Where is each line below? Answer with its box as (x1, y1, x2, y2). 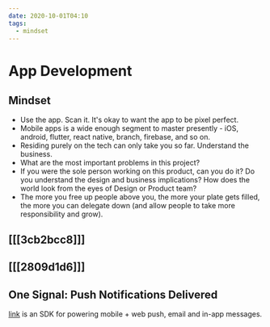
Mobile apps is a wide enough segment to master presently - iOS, (19, 124, 238, 133)
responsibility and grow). (19, 209, 103, 219)
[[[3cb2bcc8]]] (8, 233, 86, 246)
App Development (8, 61, 133, 80)
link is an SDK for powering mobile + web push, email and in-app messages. (8, 308, 263, 319)
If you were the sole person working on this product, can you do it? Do (19, 166, 255, 176)
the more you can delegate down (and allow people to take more (19, 201, 236, 211)
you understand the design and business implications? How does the (19, 175, 251, 185)
